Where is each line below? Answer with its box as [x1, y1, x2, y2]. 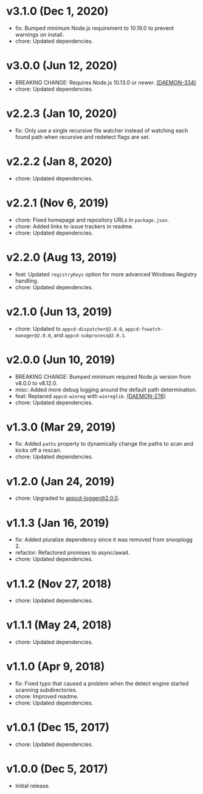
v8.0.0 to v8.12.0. [15, 379, 58, 387]
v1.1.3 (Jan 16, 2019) [6, 516, 109, 530]
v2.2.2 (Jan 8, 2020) [6, 155, 112, 168]
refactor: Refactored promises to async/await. [15, 549, 131, 557]
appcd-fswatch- [125, 326, 163, 332]
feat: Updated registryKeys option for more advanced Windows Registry [15, 270, 198, 278]
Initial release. [15, 782, 50, 789]
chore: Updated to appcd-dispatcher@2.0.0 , [15, 325, 124, 332]
